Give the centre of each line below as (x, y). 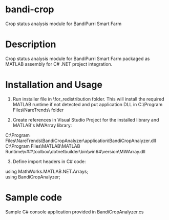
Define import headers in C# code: (49, 161)
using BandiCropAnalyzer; (33, 177)
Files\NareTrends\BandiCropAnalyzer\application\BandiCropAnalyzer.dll (81, 141)
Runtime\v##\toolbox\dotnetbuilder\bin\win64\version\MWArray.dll (76, 151)
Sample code (34, 197)
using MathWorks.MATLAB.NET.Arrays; (47, 171)
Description (31, 44)
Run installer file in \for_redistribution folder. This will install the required (89, 99)
